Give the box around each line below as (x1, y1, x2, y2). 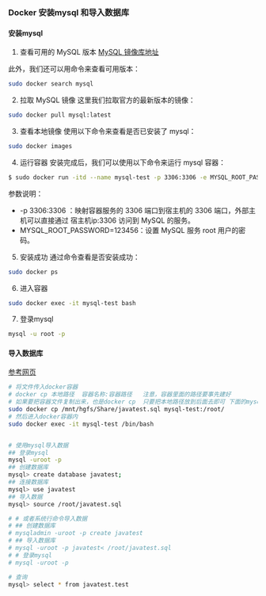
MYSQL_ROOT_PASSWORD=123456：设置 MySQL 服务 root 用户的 (19, 225, 239, 235)
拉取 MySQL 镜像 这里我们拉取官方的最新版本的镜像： (19, 95, 196, 105)
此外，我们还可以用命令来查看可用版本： (8, 64, 140, 74)
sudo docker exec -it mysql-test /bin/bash (8, 420, 154, 428)
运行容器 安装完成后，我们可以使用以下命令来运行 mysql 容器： (19, 157, 226, 167)
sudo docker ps (8, 268, 59, 276)
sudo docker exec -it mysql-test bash (8, 299, 136, 307)
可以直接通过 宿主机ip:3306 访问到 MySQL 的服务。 (26, 216, 196, 225)
